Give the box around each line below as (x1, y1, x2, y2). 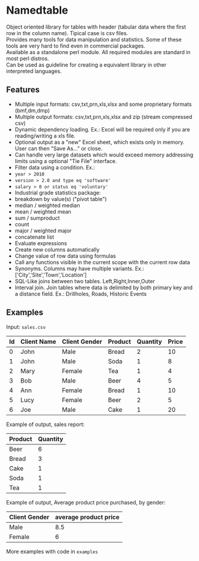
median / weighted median (14, 202, 80, 209)
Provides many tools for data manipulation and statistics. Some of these (6, 36, 182, 43)
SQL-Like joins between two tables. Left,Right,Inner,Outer (14, 277, 156, 284)
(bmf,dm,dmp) (14, 106, 50, 114)
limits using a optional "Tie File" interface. (14, 157, 117, 164)
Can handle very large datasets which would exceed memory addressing (14, 151, 194, 158)
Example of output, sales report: (6, 421, 85, 428)
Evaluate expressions (14, 239, 67, 247)
